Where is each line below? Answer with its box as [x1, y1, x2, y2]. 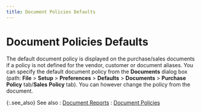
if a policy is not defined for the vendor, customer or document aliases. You [6, 61, 194, 68]
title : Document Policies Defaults [6, 8, 96, 15]
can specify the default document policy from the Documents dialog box [6, 68, 188, 75]
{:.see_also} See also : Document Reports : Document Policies [6, 99, 161, 106]
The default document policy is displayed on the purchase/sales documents [6, 55, 195, 62]
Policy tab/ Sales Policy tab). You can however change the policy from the [6, 81, 191, 88]
